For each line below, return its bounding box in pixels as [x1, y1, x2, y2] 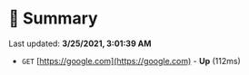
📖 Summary [8, 8, 98, 29]
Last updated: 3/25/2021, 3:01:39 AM [8, 38, 152, 49]
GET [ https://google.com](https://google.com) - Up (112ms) [21, 55, 242, 66]
